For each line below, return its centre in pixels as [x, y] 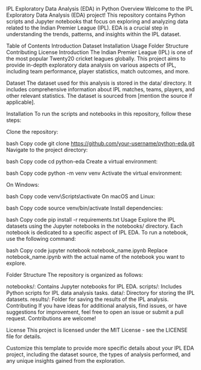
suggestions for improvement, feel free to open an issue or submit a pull [95, 312]
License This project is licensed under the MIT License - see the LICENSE [97, 330]
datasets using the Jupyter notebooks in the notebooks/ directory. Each [95, 226]
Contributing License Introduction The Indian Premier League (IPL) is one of [100, 52]
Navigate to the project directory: [47, 150]
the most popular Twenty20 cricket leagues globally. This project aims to [96, 59]
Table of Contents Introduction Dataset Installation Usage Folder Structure [98, 46]
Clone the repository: [32, 132]
